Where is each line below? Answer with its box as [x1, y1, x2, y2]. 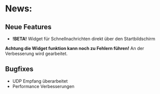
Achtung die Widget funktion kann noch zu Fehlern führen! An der [5, 46, 144, 51]
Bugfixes [5, 65, 34, 73]
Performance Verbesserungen [12, 83, 75, 89]
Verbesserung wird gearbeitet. [5, 50, 68, 56]
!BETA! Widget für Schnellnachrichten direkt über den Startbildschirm [12, 36, 156, 42]
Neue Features [5, 23, 52, 31]
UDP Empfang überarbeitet [12, 78, 68, 84]
